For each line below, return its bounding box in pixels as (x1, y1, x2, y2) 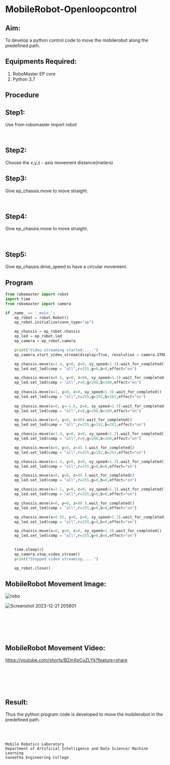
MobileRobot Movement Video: (5, 643, 105, 652)
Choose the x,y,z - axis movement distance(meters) (5, 159, 113, 165)
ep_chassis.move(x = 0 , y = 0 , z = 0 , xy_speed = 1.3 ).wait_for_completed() (14, 529, 162, 534)
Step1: (5, 108, 25, 117)
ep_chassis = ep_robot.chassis (14, 329, 80, 334)
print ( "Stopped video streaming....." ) (14, 557, 99, 562)
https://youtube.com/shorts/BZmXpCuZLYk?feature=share (5, 657, 127, 663)
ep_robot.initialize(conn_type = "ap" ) (14, 320, 94, 325)
